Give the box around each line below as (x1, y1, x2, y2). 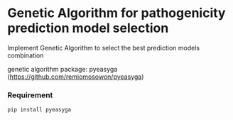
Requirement (7, 90, 53, 100)
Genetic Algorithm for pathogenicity (7, 5, 226, 21)
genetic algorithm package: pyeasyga (7, 65, 118, 73)
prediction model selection (7, 20, 169, 36)
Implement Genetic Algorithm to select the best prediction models (7, 43, 200, 52)
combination (7, 51, 44, 60)
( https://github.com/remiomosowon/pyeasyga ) (7, 72, 144, 81)
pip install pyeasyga (7, 107, 72, 114)
